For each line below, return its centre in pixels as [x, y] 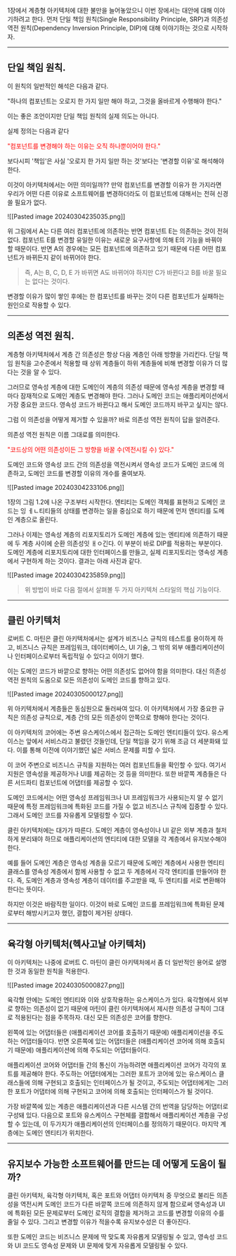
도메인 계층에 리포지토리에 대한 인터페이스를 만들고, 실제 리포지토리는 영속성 [111, 552]
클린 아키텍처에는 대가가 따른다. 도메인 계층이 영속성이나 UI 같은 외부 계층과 [111, 830]
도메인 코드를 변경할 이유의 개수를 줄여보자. [87, 473]
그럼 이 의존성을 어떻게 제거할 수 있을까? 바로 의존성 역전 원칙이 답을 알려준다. [113, 419]
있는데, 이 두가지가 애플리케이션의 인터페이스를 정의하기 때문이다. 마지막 [120, 1124]
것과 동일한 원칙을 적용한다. [52, 971]
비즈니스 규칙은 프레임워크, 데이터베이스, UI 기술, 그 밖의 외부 [100, 648]
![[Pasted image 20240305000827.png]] [66, 985]
